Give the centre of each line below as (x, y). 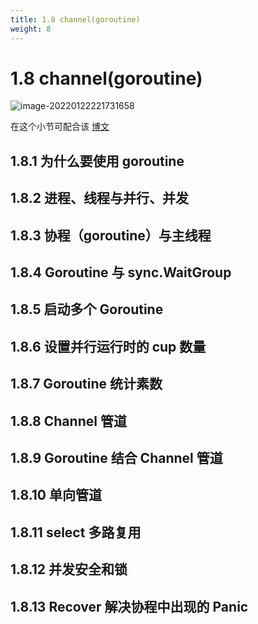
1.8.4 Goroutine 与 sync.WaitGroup (121, 272)
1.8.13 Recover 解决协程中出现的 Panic (129, 606)
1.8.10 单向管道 (56, 495)
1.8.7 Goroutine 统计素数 (86, 384)
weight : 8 (31, 29)
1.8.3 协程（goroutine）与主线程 (111, 235)
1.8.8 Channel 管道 (68, 421)
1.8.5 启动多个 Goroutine (87, 309)
